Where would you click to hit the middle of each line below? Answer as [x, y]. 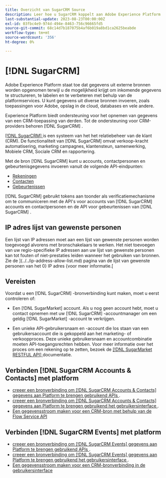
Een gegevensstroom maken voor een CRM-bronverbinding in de [79, 465]
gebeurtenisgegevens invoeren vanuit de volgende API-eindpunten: [74, 166]
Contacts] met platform [42, 378]
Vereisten [20, 281]
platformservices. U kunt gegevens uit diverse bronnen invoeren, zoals [77, 100]
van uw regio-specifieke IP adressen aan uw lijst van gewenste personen [80, 250]
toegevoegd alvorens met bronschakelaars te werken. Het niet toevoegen [80, 245]
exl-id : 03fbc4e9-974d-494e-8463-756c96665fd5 [54, 24]
